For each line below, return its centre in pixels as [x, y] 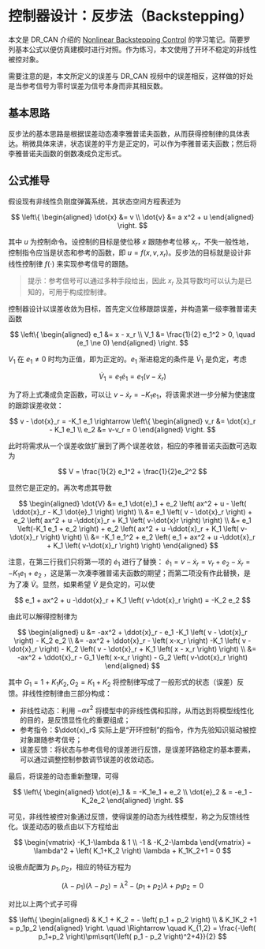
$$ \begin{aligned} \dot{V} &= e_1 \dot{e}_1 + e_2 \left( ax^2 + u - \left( [132, 504]
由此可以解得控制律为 [43, 616]
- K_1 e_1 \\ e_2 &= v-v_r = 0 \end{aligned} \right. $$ [132, 430]
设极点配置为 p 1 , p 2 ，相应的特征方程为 [70, 868]
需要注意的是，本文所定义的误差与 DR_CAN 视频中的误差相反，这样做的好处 [131, 76]
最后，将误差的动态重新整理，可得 [63, 776]
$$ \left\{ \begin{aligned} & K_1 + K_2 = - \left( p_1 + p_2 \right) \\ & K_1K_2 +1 [132, 919]
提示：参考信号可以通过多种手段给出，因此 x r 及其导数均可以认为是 [136, 282]
